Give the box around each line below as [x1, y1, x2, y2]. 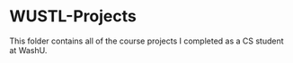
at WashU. [9, 44, 48, 55]
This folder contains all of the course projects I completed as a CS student [9, 35, 285, 46]
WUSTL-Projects [9, 6, 137, 27]
